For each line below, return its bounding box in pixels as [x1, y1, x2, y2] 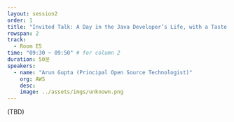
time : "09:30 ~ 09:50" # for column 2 [7, 50, 121, 57]
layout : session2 [7, 10, 58, 18]
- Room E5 [13, 43, 42, 50]
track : [7, 36, 27, 43]
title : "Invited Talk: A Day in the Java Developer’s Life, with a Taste [7, 23, 228, 30]
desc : [20, 82, 36, 89]
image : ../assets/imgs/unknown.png [20, 88, 124, 95]
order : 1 [7, 17, 33, 24]
